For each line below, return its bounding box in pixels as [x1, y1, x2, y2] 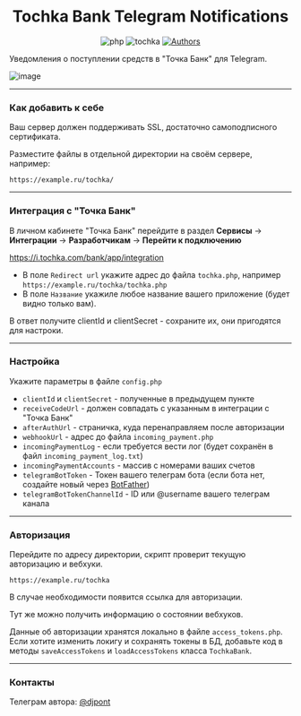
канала [21, 497, 50, 508]
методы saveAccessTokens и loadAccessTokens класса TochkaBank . [9, 645, 253, 656]
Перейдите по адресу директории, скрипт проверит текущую [9, 549, 246, 560]
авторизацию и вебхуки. [9, 558, 103, 570]
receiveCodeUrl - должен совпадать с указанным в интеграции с [21, 402, 270, 413]
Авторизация [9, 529, 71, 541]
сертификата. [9, 132, 61, 142]
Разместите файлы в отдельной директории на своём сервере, [9, 149, 253, 160]
